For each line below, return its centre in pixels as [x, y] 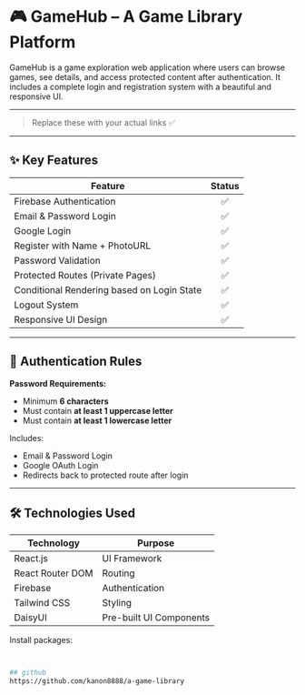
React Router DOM [54, 573]
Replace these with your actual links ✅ [103, 122]
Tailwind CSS [42, 603]
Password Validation [58, 260]
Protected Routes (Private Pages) [85, 275]
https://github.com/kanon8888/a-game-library [97, 681]
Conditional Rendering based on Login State [108, 289]
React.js [31, 559]
